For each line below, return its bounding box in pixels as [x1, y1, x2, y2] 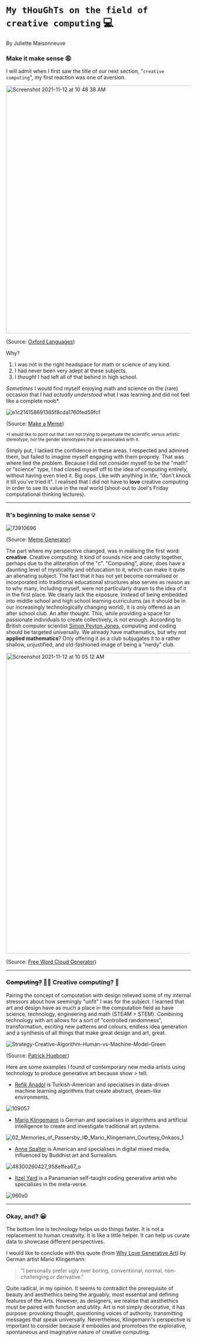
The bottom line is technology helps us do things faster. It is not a [6, 1226, 164, 1233]
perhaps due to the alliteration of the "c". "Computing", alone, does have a [6, 559, 185, 566]
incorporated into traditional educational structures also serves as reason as [6, 578, 191, 585]
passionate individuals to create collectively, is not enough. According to [6, 616, 181, 623]
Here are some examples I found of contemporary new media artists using [6, 1063, 186, 1070]
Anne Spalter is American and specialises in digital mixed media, [14, 1145, 171, 1152]
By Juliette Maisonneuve [6, 39, 66, 46]
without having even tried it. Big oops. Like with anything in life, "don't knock [6, 472, 191, 479]
